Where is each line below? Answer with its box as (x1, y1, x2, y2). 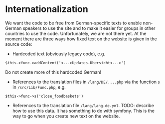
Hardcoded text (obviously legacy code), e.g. (12, 51, 106, 57)
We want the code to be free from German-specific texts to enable (5, 20, 142, 26)
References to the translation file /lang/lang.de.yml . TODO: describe (12, 102, 155, 108)
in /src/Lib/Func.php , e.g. (12, 84, 66, 90)
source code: (5, 41, 32, 47)
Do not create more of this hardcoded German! (5, 69, 102, 75)
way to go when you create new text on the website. (12, 113, 120, 119)
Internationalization (5, 3, 88, 15)
